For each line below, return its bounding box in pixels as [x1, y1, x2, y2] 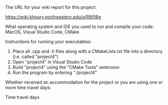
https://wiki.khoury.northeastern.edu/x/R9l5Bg [5, 14, 101, 19]
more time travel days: [5, 84, 52, 90]
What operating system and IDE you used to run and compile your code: [5, 23, 154, 29]
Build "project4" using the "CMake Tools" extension [12, 64, 120, 70]
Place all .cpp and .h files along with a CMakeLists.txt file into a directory [12, 48, 163, 54]
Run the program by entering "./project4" [12, 69, 97, 75]
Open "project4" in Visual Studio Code [12, 59, 92, 64]
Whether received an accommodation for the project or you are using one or [5, 79, 163, 85]
